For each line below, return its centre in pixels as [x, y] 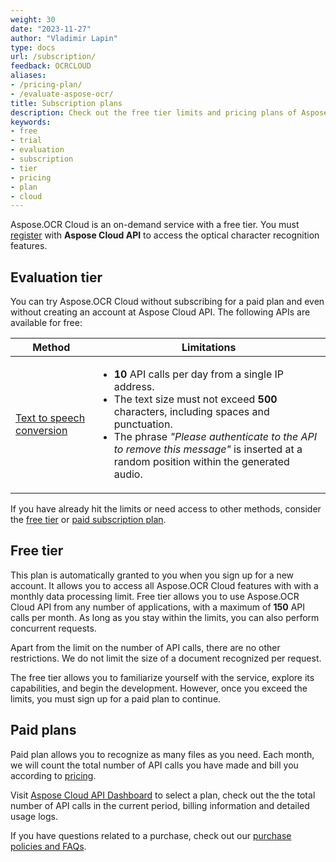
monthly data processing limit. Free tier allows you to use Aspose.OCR [155, 596]
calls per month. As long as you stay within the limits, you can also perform [165, 617]
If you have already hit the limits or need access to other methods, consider [166, 509]
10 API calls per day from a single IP [199, 374]
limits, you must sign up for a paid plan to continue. [116, 698]
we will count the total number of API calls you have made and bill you [154, 765]
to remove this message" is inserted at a [208, 449]
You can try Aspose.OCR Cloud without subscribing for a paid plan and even [167, 302]
